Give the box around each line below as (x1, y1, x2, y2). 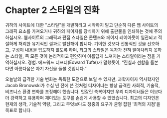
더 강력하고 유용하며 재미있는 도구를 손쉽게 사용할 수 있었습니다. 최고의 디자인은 (5, 95, 160, 101)
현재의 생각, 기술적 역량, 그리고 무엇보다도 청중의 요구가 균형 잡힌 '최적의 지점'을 (5, 101, 161, 107)
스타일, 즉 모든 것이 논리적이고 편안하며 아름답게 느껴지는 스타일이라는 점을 (10, 53, 156, 59)
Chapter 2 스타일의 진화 (5, 4, 100, 16)
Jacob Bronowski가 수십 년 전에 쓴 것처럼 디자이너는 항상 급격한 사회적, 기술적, (5, 82, 161, 88)
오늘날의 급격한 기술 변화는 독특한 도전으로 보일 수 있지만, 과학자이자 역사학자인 (5, 76, 160, 82)
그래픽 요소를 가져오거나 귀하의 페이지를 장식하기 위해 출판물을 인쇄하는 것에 (5, 28, 153, 34)
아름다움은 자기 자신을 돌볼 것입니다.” (14, 65, 87, 71)
